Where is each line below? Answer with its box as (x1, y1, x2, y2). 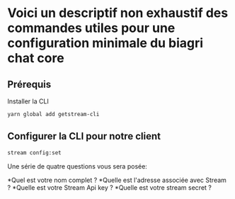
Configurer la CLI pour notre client (7, 130, 161, 142)
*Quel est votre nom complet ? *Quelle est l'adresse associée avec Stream (7, 176, 227, 184)
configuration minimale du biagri (7, 35, 204, 51)
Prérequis (7, 78, 52, 90)
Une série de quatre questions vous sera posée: (7, 161, 147, 171)
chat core (7, 50, 65, 67)
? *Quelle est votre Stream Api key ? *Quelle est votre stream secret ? (7, 183, 212, 192)
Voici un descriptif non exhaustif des (7, 5, 229, 21)
